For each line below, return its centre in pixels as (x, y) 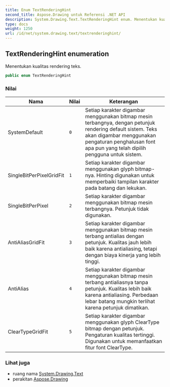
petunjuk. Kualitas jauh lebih (118, 242)
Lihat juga (18, 363)
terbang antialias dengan (115, 236)
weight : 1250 (19, 29)
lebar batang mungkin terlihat (120, 301)
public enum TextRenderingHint (38, 75)
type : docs (17, 24)
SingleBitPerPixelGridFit (36, 175)
